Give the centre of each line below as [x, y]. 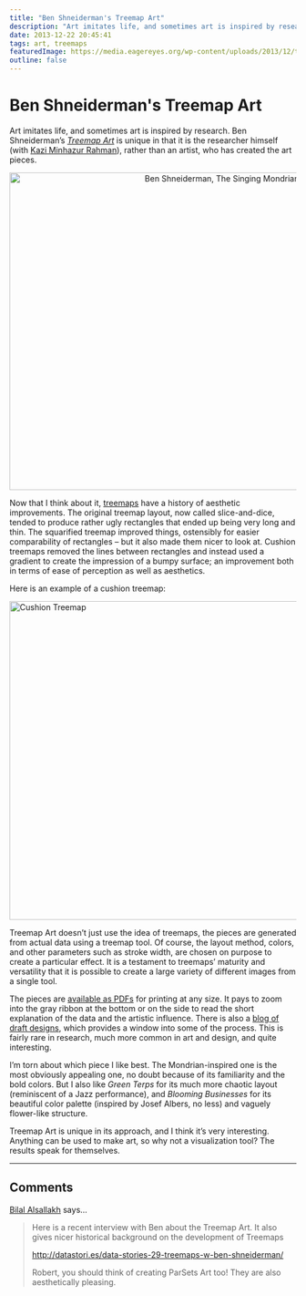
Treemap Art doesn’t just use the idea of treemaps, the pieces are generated [153, 932]
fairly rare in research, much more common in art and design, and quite [143, 1037]
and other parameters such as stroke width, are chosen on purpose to [141, 952]
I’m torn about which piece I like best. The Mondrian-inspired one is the [143, 1064]
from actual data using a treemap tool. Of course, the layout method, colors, [152, 942]
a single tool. [33, 980]
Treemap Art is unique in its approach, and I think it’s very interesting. [140, 1131]
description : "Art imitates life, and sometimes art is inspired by [142, 26]
